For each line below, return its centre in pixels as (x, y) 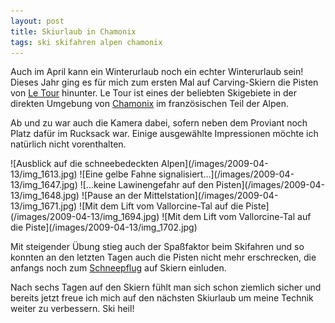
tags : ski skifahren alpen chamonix (86, 42)
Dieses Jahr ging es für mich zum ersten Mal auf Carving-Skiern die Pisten (164, 82)
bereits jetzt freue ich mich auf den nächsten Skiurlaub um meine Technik (162, 298)
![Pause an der (111, 196)
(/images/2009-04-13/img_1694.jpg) (85, 217)
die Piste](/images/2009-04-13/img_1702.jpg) (104, 227)
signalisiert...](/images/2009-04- (226, 174)
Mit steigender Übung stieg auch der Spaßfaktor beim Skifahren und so (157, 247)
